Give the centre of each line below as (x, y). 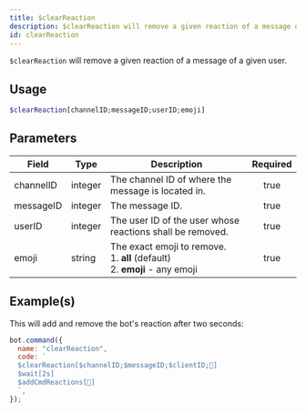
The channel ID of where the (171, 179)
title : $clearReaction (52, 18)
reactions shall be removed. (170, 231)
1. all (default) (141, 257)
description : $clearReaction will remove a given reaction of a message (150, 26)
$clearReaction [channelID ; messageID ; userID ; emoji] (107, 110)
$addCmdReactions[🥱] (56, 383)
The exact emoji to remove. (168, 246)
